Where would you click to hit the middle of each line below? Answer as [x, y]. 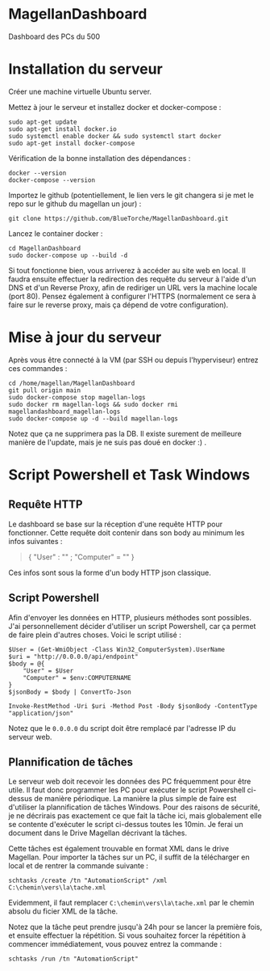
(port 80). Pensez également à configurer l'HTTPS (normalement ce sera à [132, 296]
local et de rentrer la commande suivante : [79, 866]
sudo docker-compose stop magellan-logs [77, 397]
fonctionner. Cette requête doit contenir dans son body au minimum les [127, 532]
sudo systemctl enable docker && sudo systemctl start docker [115, 136]
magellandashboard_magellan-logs [64, 412]
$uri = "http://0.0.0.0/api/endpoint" [73, 656]
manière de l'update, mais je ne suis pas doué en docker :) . [108, 442]
